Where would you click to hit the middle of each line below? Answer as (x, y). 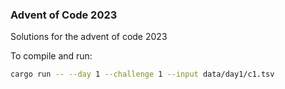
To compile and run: (51, 56)
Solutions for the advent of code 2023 (89, 37)
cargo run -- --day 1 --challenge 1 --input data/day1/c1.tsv (142, 74)
